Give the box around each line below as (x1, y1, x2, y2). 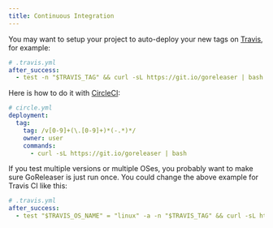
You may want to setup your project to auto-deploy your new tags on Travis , (8, 34, 263, 44)
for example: (8, 42, 51, 53)
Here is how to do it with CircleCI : (8, 88, 120, 98)
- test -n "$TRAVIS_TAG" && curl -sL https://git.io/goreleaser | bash (15, 74, 264, 82)
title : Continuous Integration (8, 11, 115, 20)
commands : (23, 141, 57, 150)
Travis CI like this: (8, 181, 67, 191)
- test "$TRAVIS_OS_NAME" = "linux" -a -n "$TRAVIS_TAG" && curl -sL (15, 212, 256, 220)
